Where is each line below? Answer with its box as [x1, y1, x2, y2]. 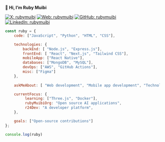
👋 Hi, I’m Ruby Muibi [5, 5, 47, 10]
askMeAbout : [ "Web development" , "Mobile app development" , [14, 83, 141, 88]
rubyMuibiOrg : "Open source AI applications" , [25, 101, 122, 106]
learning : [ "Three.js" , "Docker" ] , [25, 96, 98, 101]
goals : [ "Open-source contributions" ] [14, 119, 93, 123]
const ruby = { [5, 29, 36, 34]
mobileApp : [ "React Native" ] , [23, 56, 84, 61]
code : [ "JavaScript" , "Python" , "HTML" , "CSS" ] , [14, 33, 115, 38]
